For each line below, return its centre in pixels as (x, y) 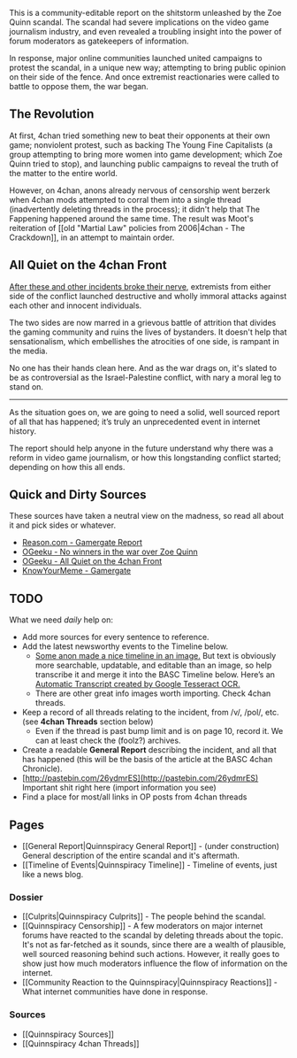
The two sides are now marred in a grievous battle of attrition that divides (143, 322)
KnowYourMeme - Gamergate (76, 571)
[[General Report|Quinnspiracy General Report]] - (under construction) (151, 846)
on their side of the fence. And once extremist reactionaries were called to (145, 77)
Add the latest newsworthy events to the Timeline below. (125, 646)
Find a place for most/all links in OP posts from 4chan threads (134, 797)
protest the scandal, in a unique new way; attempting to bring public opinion (148, 67)
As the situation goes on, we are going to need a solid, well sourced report (145, 412)
